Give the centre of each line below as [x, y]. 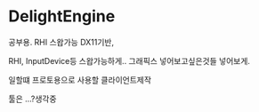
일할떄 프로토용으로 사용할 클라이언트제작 [80, 80]
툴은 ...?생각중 [32, 99]
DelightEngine [62, 16]
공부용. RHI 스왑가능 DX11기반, [61, 42]
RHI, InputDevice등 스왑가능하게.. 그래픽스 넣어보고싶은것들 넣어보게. [129, 60]
